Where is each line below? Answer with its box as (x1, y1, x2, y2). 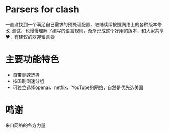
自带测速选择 (12, 72, 40, 78)
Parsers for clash (5, 4, 79, 15)
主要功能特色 (5, 54, 60, 65)
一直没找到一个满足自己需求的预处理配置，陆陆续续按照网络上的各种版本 (5, 21, 157, 27)
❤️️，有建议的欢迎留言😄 (5, 34, 55, 40)
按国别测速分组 (12, 78, 44, 84)
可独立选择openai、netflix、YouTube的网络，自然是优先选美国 (12, 84, 144, 91)
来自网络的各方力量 (5, 122, 46, 128)
